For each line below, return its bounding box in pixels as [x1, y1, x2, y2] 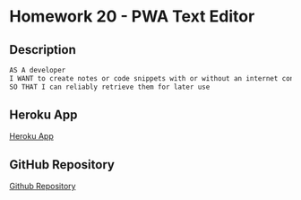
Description [9, 42, 76, 57]
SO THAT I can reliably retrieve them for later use [9, 83, 211, 91]
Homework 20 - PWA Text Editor [9, 6, 255, 27]
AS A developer [9, 65, 66, 74]
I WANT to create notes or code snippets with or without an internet [9, 74, 279, 83]
